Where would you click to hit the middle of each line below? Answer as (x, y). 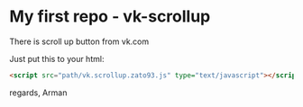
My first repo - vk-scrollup (110, 17)
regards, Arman (38, 93)
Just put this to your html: (57, 58)
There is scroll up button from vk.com (79, 41)
